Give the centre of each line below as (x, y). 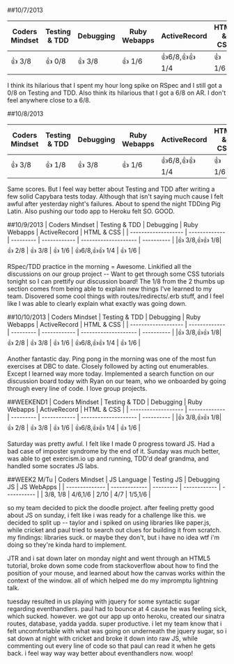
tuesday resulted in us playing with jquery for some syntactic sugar (104, 601)
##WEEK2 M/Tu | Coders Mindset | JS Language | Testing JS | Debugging (114, 479)
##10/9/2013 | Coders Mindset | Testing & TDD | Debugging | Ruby (103, 225)
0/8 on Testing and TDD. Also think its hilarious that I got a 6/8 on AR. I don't (117, 93)
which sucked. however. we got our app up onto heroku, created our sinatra (116, 616)
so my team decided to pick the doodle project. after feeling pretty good (111, 508)
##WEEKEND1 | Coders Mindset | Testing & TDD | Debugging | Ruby (105, 402)
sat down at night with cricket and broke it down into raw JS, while (103, 638)
